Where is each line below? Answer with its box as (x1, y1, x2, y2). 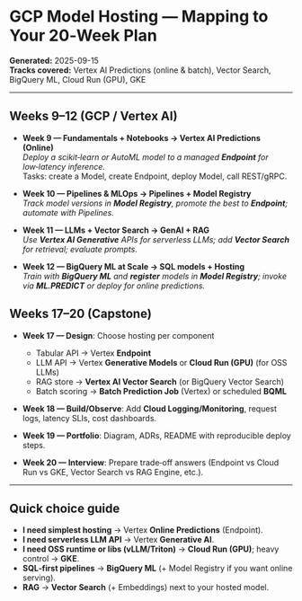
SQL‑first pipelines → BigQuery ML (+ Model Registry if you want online (22, 563, 293, 574)
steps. (22, 439, 46, 450)
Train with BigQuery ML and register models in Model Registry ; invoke (22, 270, 288, 281)
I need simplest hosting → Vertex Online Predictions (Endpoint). (22, 525, 263, 535)
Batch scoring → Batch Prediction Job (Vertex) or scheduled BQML (35, 385, 288, 396)
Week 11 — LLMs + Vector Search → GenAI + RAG (22, 225, 209, 235)
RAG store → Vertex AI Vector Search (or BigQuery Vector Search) (35, 376, 285, 387)
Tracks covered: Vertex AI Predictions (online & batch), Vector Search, (9, 65, 271, 75)
